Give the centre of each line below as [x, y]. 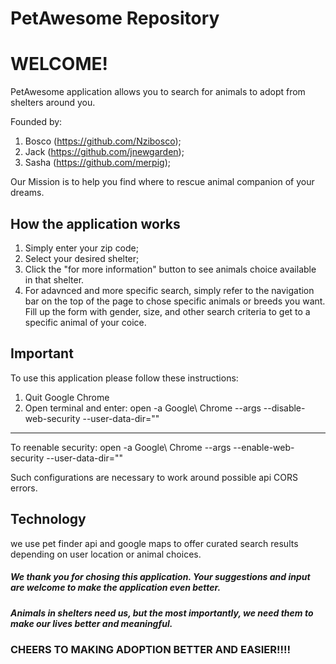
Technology [48, 519]
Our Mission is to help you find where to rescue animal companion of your [162, 182]
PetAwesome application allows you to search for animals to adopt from [158, 92]
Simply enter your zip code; [81, 248]
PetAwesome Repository [115, 18]
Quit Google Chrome [67, 397]
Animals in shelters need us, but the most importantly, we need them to [162, 613]
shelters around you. [53, 103]
